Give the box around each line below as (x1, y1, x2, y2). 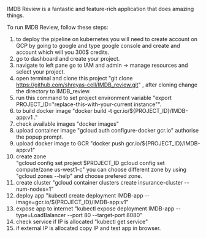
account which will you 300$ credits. (15, 48, 110, 56)
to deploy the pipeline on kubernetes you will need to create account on (15, 36, 198, 42)
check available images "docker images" (15, 120, 119, 128)
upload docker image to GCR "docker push (15, 140, 124, 147)
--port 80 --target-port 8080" (67, 212, 143, 218)
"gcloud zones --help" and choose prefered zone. (15, 172, 143, 180)
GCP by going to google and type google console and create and (15, 42, 180, 49)
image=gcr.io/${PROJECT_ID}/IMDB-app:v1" (15, 199, 129, 205)
